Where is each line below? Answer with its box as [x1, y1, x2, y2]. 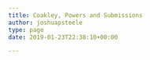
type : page [8, 26, 44, 34]
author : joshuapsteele [8, 19, 83, 26]
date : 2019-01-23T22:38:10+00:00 [8, 33, 118, 41]
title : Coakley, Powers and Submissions [8, 11, 144, 19]
